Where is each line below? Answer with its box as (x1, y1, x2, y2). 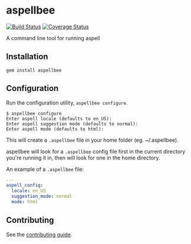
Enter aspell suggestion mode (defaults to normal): (6, 121, 139, 127)
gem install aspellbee (6, 67, 62, 73)
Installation (6, 51, 48, 62)
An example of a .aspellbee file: (6, 165, 84, 173)
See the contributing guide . (6, 231, 73, 238)
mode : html (11, 199, 38, 205)
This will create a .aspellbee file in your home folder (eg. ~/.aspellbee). (6, 136, 179, 144)
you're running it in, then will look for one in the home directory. (6, 154, 160, 161)
